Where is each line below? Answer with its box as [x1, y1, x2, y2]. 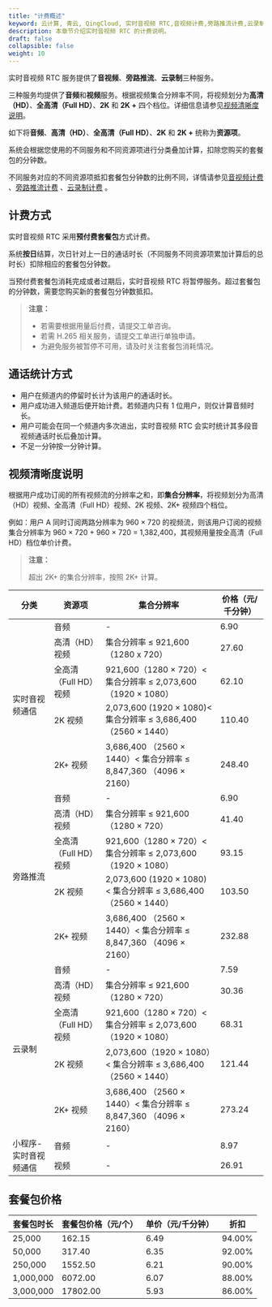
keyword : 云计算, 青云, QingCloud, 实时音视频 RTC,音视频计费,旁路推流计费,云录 [8, 19, 260, 28]
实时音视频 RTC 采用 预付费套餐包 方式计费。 [8, 231, 155, 241]
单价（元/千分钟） [145, 1219, 215, 1230]
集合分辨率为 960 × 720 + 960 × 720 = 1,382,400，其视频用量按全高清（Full [8, 528, 263, 537]
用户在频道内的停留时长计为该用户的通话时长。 [19, 390, 176, 400]
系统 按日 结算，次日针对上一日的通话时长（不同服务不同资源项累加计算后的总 [8, 248, 264, 258]
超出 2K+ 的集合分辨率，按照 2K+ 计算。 [28, 572, 162, 582]
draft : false [8, 34, 53, 43]
